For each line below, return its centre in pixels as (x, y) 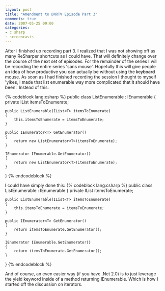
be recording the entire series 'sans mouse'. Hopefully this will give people (81, 66)
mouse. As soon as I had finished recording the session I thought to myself (81, 77)
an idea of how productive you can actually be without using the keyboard (80, 72)
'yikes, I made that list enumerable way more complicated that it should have (83, 82)
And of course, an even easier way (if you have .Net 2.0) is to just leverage (81, 274)
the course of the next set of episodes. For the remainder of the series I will (81, 61)
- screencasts (20, 37)
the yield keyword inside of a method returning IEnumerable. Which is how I (82, 279)
